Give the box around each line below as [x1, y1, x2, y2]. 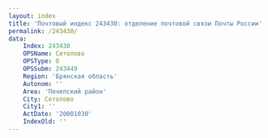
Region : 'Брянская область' [23, 72, 117, 80]
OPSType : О [23, 58, 60, 66]
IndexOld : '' [23, 118, 67, 126]
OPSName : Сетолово [23, 50, 85, 58]
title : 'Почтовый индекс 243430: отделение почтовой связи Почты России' [8, 19, 263, 28]
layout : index [8, 11, 57, 20]
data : [8, 34, 27, 43]
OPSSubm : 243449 [23, 65, 79, 73]
